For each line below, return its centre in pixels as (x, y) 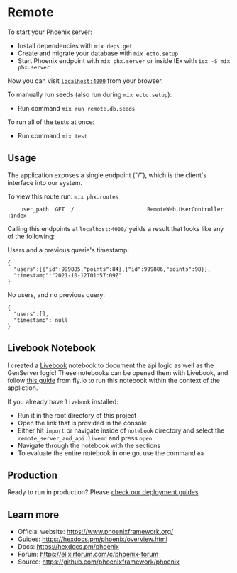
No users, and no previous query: (56, 294)
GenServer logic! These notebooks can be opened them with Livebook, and (118, 372)
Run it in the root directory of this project (77, 415)
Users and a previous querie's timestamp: (68, 250)
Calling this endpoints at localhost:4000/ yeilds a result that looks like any (116, 228)
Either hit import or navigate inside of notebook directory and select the (121, 430)
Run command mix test (53, 135)
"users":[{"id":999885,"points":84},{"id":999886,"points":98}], (112, 269)
